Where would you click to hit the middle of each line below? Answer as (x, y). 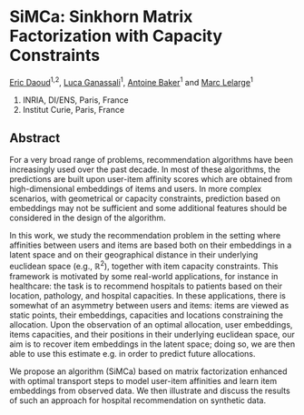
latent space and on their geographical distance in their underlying (134, 255)
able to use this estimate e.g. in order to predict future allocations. (132, 354)
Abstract (35, 138)
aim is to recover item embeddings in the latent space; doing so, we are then (152, 344)
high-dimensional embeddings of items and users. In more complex (136, 189)
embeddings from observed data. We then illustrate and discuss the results (150, 391)
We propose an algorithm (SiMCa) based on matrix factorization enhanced (148, 371)
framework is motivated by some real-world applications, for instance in (144, 277)
